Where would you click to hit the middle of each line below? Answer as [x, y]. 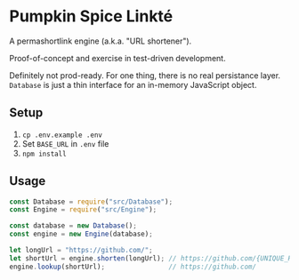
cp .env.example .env [62, 135]
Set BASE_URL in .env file [65, 143]
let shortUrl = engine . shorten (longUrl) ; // [93, 258]
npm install [44, 154]
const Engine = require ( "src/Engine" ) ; [83, 210]
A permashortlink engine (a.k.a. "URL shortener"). [101, 41]
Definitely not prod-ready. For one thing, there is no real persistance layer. [145, 75]
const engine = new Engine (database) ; [81, 234]
